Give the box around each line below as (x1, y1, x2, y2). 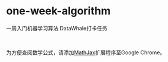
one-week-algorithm (6, 4, 111, 18)
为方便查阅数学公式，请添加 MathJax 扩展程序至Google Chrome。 (6, 49, 166, 56)
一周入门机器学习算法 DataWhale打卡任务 (6, 24, 108, 32)
